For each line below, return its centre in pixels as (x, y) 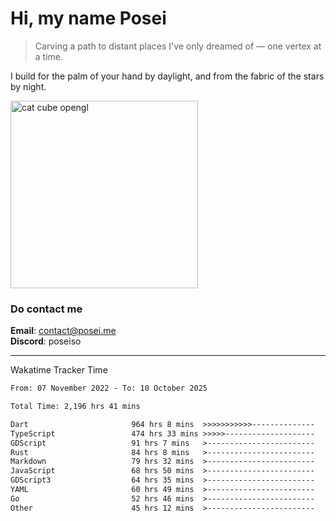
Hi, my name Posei (88, 18)
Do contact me (46, 309)
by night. (28, 86)
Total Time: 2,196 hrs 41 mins (75, 407)
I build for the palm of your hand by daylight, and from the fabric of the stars (167, 76)
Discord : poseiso (46, 341)
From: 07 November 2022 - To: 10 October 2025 (109, 388)
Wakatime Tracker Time (59, 370)
